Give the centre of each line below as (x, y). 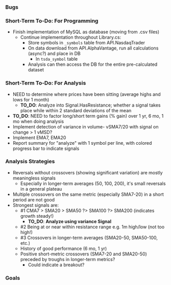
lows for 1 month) (31, 99)
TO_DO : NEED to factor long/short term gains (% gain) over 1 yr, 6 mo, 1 (88, 116)
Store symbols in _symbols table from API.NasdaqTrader (87, 43)
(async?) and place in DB (54, 54)
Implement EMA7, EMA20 (39, 137)
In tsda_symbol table (57, 59)
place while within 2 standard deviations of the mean (76, 110)
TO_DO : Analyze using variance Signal (69, 221)
